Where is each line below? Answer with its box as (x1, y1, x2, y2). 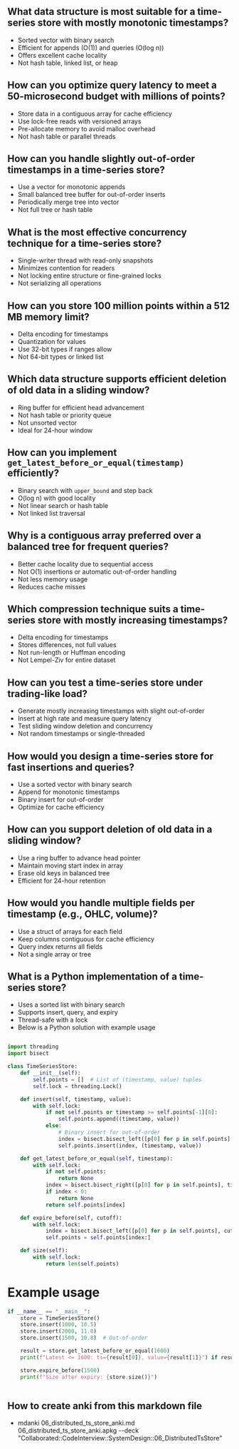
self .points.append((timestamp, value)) (58, 1116, 180, 1123)
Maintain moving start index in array (17, 861, 123, 870)
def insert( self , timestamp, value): (20, 1095, 132, 1103)
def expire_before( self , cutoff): (20, 1214, 122, 1221)
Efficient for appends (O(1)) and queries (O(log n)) (17, 43, 164, 52)
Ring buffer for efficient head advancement (17, 403, 144, 412)
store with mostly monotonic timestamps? (37, 17, 229, 29)
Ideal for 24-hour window (17, 426, 93, 434)
